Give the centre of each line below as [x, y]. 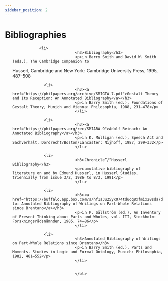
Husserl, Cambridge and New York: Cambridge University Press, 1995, [85, 70]
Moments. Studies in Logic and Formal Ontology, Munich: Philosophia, [88, 252]
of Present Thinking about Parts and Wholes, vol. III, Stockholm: [84, 217]
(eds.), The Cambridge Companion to [50, 61]
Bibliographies [36, 34]
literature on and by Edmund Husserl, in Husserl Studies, [75, 173]
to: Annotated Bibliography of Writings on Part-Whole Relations [82, 204]
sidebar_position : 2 [26, 10]
